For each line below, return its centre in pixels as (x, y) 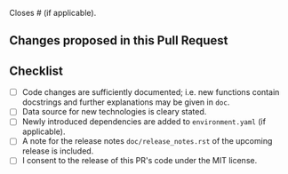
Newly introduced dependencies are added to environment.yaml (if (144, 122)
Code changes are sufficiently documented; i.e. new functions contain (151, 92)
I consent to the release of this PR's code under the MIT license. (140, 161)
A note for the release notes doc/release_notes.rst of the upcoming (147, 141)
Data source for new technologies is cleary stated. (114, 112)
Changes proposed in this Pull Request (119, 40)
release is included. (58, 151)
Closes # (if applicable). (53, 13)
